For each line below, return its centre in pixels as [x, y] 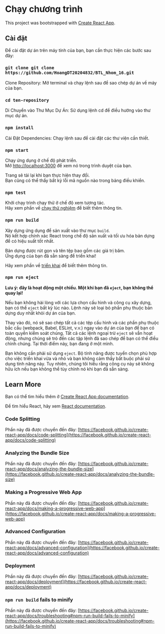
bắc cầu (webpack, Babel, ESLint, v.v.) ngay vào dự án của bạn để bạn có [80, 328]
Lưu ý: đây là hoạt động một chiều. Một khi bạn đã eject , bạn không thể [79, 287]
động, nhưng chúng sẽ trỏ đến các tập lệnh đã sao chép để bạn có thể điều [82, 338]
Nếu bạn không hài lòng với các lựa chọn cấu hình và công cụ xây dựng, [78, 302]
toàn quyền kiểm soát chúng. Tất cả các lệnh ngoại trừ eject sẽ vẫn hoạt [79, 333]
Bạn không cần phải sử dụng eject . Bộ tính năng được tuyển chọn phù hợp [81, 353]
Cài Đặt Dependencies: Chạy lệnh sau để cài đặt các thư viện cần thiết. [77, 138]
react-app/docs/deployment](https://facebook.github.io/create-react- [76, 582]
